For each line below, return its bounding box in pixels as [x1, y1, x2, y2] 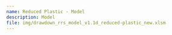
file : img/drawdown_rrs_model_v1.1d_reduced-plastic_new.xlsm [6, 20, 166, 26]
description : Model [6, 14, 56, 20]
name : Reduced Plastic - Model [6, 8, 85, 15]
